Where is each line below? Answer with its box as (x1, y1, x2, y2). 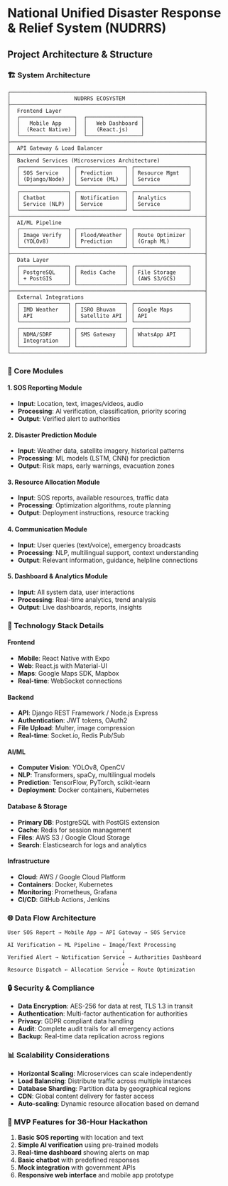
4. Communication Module (7, 525, 87, 533)
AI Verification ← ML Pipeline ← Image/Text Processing (7, 942, 176, 949)
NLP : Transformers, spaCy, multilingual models (17, 771, 156, 779)
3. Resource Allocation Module (7, 478, 101, 486)
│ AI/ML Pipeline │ (7, 219, 208, 226)
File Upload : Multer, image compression (17, 724, 135, 732)
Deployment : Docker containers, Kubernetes (17, 786, 150, 794)
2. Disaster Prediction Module (7, 431, 97, 439)
